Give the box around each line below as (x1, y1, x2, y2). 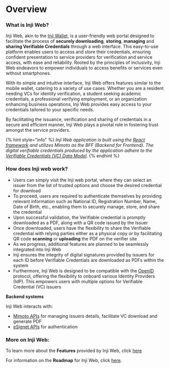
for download (13, 188, 41, 194)
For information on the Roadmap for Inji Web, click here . (6, 357, 122, 363)
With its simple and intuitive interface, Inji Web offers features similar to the (6, 80, 161, 86)
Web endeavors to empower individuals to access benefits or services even (6, 65, 163, 71)
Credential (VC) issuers (13, 284, 62, 290)
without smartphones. (6, 70, 51, 76)
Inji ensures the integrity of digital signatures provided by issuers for (13, 251, 155, 257)
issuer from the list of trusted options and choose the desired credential (13, 182, 162, 188)
